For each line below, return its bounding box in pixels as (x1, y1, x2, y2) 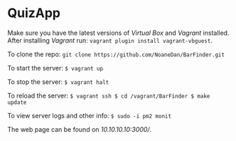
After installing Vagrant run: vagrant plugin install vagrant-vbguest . (7, 36, 213, 44)
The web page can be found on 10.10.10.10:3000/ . (7, 125, 151, 133)
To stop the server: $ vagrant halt (7, 77, 109, 86)
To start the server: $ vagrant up (7, 63, 104, 72)
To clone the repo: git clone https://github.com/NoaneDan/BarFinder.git (7, 50, 225, 58)
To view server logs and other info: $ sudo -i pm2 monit (7, 111, 172, 120)
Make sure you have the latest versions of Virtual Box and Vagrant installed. (7, 28, 230, 37)
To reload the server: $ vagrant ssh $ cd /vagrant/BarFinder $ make (7, 91, 210, 100)
